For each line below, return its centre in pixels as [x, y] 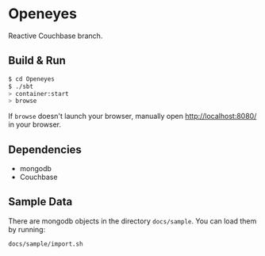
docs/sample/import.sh [46, 244]
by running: [27, 229]
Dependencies [45, 149]
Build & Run [37, 61]
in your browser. [35, 124]
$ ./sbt [21, 86]
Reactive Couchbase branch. [56, 36]
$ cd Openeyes [32, 79]
